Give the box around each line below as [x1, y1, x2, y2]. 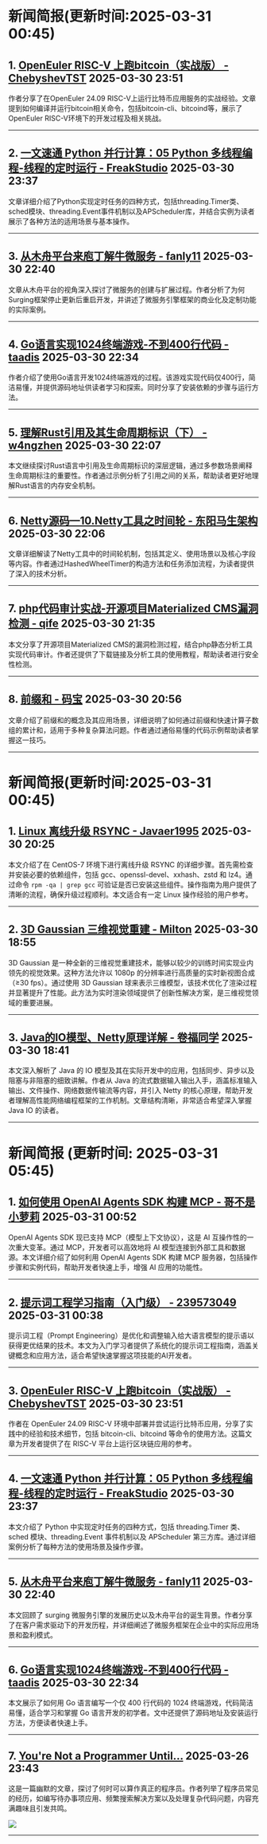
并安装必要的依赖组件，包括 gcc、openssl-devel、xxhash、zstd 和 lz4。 [8, 870, 246, 879]
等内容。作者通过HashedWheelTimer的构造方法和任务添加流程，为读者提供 [8, 559, 254, 568]
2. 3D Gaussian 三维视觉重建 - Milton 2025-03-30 [8, 922, 258, 937]
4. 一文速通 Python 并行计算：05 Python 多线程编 [8, 1472, 253, 1485]
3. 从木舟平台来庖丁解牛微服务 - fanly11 [8, 250, 201, 263]
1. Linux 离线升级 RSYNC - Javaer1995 [8, 824, 199, 838]
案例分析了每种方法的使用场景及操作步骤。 [8, 1542, 148, 1551]
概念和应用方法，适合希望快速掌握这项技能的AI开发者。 [14, 1351, 196, 1360]
